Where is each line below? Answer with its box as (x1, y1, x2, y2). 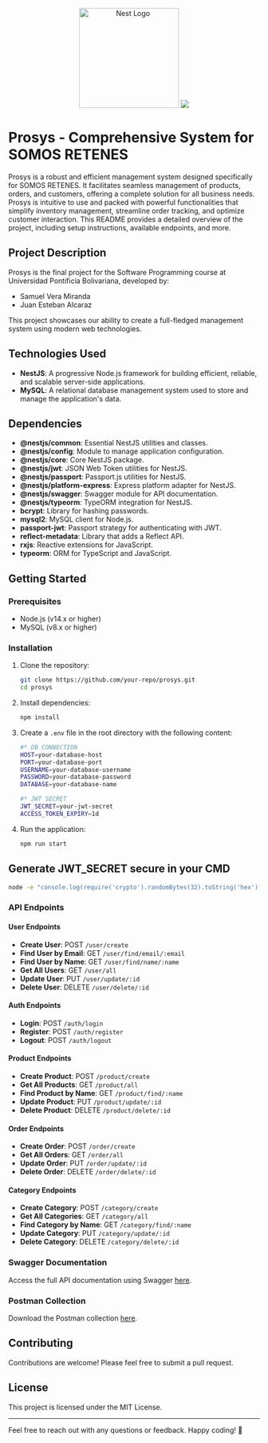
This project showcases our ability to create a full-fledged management (8, 315, 243, 325)
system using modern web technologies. (8, 324, 142, 334)
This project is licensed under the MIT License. (8, 1402, 163, 1412)
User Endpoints (8, 921, 61, 931)
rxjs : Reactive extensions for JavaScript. (19, 540, 154, 550)
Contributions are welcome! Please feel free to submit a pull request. (8, 1357, 234, 1367)
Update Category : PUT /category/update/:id (19, 1229, 170, 1238)
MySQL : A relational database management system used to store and (19, 385, 249, 395)
